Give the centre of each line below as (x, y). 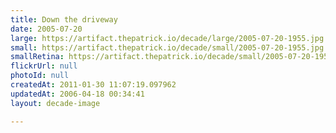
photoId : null (40, 76)
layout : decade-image (55, 103)
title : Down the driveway (64, 19)
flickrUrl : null (44, 66)
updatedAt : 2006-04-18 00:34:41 (77, 94)
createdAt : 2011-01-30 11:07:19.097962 (93, 85)
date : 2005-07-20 (46, 29)
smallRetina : (37, 57)
